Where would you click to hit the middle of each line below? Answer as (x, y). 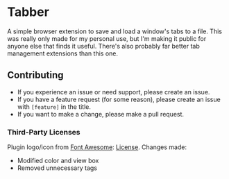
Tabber (28, 12)
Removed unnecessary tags (57, 168)
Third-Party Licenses (44, 132)
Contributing (35, 75)
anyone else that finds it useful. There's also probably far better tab (103, 46)
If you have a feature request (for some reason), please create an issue (119, 99)
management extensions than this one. (63, 53)
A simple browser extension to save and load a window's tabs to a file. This (114, 31)
